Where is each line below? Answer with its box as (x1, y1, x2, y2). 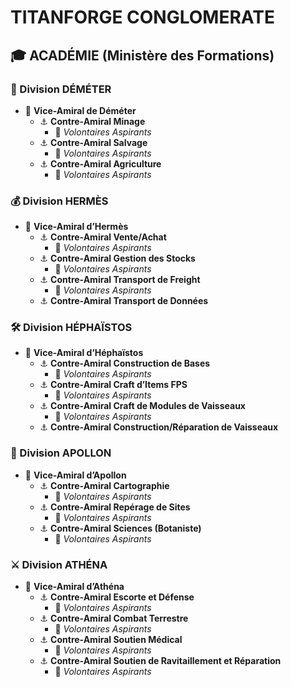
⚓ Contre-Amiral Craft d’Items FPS (39, 379, 188, 391)
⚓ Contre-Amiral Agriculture (39, 157, 162, 170)
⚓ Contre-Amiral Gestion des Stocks (39, 252, 196, 265)
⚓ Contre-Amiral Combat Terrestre (39, 612, 189, 625)
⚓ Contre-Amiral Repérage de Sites (39, 501, 191, 513)
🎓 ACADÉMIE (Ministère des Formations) (10, 47, 275, 64)
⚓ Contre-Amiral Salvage (39, 136, 148, 148)
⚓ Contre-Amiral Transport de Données (39, 295, 209, 307)
